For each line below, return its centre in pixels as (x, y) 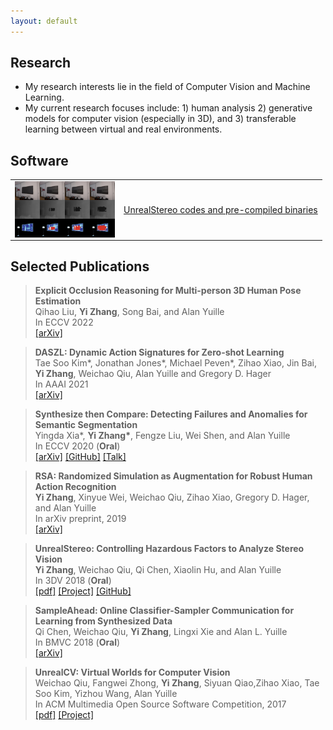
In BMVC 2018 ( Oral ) (77, 642)
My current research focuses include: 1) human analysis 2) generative (168, 108)
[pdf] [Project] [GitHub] (83, 591)
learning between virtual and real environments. (123, 129)
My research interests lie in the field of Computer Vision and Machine (167, 87)
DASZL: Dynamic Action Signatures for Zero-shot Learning (159, 352)
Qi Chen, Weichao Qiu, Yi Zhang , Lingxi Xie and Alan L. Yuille (161, 632)
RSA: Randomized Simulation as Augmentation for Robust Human (173, 476)
